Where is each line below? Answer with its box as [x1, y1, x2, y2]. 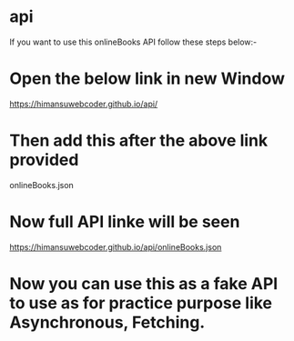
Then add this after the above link [9, 130, 269, 151]
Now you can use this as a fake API [9, 273, 279, 294]
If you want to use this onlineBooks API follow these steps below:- [9, 36, 258, 47]
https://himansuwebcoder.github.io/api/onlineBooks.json [9, 241, 222, 252]
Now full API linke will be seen [9, 212, 240, 232]
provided [9, 150, 79, 170]
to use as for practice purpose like [9, 293, 273, 313]
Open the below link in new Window [9, 68, 285, 89]
